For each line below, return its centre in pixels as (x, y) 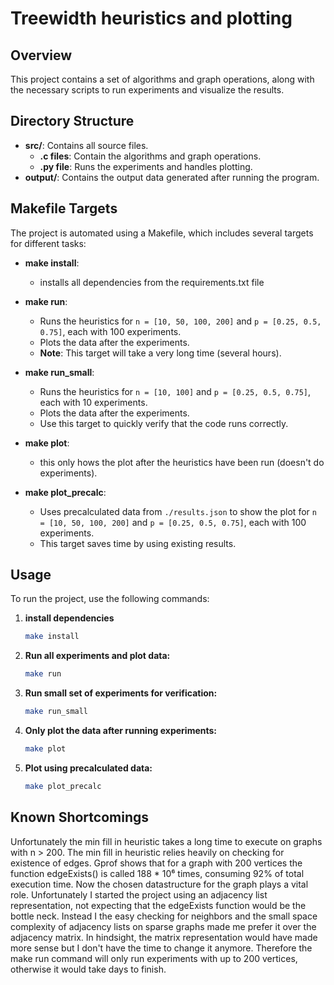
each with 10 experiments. (93, 402)
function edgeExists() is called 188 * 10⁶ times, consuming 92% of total (157, 873)
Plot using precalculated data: (88, 768)
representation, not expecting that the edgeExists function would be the (158, 905)
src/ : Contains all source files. (86, 145)
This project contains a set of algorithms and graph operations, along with (162, 79)
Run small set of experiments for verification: (121, 693)
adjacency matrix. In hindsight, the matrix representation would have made (164, 937)
